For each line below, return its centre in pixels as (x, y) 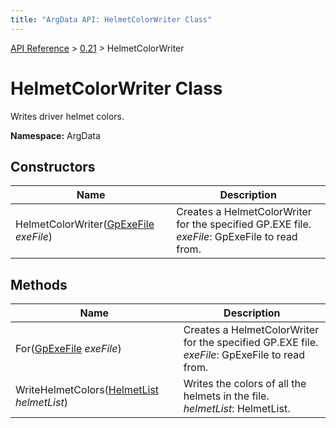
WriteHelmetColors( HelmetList (87, 390)
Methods (39, 284)
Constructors (53, 166)
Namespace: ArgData (55, 135)
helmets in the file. (226, 396)
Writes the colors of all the (245, 384)
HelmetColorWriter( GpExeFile (85, 224)
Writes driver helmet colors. (67, 116)
